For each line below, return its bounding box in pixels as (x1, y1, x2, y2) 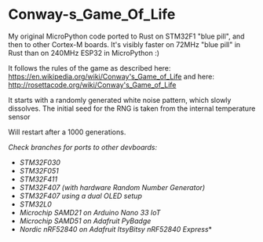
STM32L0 (19, 199, 53, 209)
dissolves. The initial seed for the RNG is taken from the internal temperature (8, 104, 256, 113)
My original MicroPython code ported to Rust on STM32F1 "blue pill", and (8, 31, 245, 41)
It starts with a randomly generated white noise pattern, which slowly (8, 95, 232, 104)
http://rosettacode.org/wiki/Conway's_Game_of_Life (8, 80, 177, 90)
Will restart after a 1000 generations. (8, 127, 126, 137)
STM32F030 (19, 157, 61, 167)
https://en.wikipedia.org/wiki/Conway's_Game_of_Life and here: (8, 71, 214, 81)
